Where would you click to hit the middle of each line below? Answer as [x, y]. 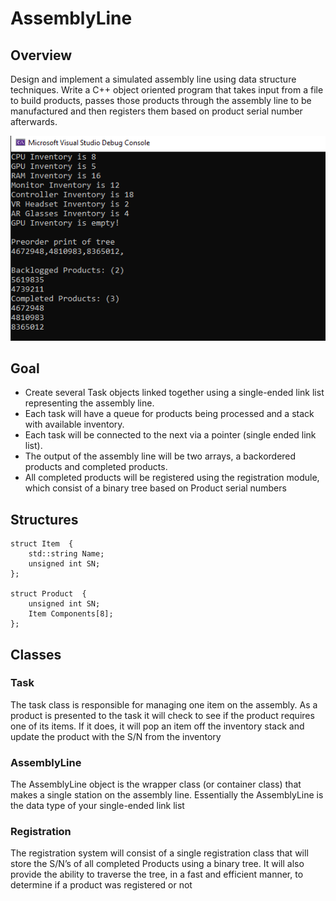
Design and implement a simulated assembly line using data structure [153, 79]
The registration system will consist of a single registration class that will [159, 853]
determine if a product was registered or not [101, 885]
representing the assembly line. [89, 403]
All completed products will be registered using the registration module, [172, 478]
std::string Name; [66, 554]
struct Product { [48, 594]
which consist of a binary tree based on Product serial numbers [155, 488]
